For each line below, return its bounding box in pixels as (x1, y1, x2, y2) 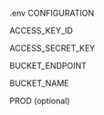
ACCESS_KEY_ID (9, 25, 73, 35)
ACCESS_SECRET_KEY (9, 43, 96, 53)
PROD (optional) (9, 95, 70, 106)
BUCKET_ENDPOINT (9, 61, 87, 71)
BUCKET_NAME (9, 78, 69, 89)
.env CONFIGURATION (9, 8, 94, 18)
